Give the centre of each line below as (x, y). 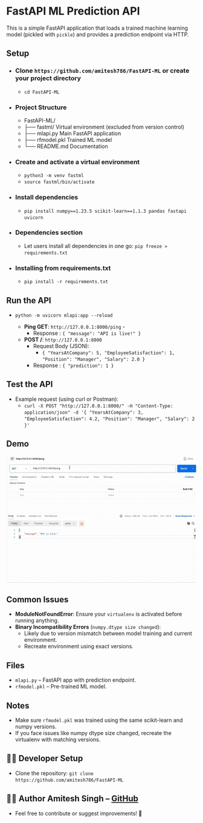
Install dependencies (47, 197)
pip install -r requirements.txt (66, 282)
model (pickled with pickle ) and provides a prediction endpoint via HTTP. (98, 34)
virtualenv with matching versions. (58, 739)
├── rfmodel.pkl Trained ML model (68, 139)
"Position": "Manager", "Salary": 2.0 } (94, 359)
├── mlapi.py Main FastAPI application (72, 133)
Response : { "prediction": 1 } (73, 365)
